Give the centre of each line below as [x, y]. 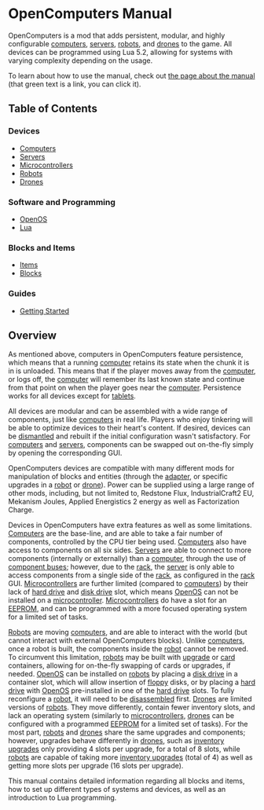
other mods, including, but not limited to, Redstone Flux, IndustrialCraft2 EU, [131, 493]
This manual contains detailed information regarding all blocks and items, [126, 781]
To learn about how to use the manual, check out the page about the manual [132, 75]
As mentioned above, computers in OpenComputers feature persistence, [126, 354]
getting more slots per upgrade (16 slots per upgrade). [96, 766]
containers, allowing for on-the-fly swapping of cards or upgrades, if [119, 665]
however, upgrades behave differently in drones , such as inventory [116, 741]
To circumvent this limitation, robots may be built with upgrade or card [122, 658]
